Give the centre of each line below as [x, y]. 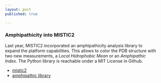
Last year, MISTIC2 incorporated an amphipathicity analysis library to [74, 45]
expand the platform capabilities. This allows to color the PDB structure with [80, 51]
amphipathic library [31, 75]
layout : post [18, 9]
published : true [21, 14]
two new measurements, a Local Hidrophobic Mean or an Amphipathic [75, 55]
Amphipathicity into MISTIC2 [40, 35]
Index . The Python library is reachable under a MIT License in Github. [74, 61]
